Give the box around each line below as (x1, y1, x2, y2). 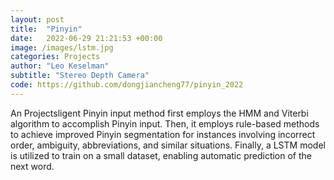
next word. (10, 160, 55, 172)
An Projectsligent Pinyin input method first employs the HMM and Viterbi (10, 107, 309, 119)
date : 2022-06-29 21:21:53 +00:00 (10, 33, 163, 43)
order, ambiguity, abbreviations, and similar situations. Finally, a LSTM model (10, 139, 326, 151)
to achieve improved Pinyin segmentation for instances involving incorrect (10, 128, 316, 140)
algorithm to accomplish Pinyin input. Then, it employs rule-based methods (10, 117, 320, 130)
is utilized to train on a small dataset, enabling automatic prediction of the (10, 149, 313, 161)
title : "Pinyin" (10, 24, 83, 34)
